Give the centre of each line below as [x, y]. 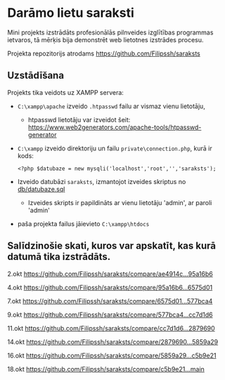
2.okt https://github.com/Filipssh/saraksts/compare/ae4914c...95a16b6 [110, 274]
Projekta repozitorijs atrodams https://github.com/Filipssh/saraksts [104, 53]
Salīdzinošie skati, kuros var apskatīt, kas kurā [112, 246]
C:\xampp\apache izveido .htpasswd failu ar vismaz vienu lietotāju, [111, 106]
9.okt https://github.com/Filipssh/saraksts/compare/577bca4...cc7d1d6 [110, 315]
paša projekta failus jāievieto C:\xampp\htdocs [83, 223]
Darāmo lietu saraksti [71, 13]
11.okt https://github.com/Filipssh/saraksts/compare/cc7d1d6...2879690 [111, 328]
